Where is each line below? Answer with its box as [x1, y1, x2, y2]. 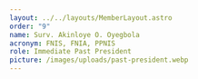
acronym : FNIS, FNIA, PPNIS [9, 38, 116, 48]
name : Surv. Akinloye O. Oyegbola [9, 30, 141, 39]
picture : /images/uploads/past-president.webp [9, 55, 189, 64]
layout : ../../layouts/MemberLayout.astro [9, 13, 173, 23]
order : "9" [9, 22, 51, 31]
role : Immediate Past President [9, 47, 132, 56]
